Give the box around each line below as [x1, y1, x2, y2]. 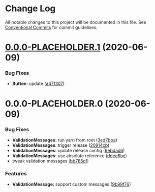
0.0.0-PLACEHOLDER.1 [5, 42, 101, 53]
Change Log [5, 3, 56, 14]
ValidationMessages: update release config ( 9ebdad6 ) [12, 147, 125, 153]
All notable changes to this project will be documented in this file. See [5, 19, 147, 25]
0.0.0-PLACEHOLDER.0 [5, 98, 103, 109]
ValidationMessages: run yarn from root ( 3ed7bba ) [12, 137, 118, 143]
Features [5, 170, 27, 177]
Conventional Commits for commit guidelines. [5, 24, 97, 30]
